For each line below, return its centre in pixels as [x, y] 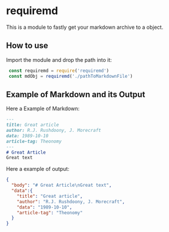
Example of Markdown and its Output [76, 95]
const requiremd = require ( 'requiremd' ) [59, 71]
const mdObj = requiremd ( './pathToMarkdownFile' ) [71, 76]
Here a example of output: [38, 169]
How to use [27, 46]
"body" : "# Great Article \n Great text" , [62, 185]
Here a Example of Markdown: [43, 109]
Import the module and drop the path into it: [59, 59]
